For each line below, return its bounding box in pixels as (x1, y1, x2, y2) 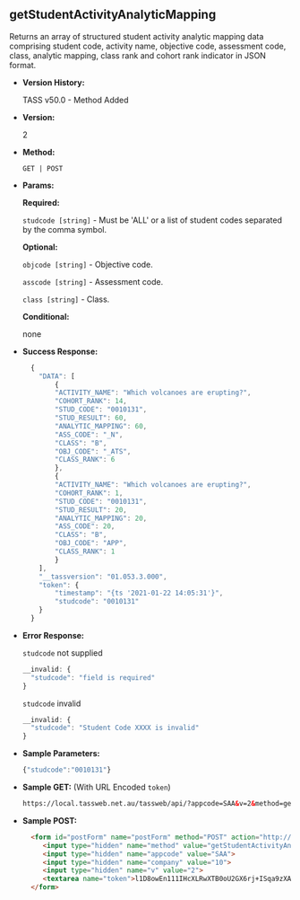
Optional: (21, 242, 58, 252)
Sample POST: (21, 815, 78, 825)
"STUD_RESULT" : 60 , (55, 413, 127, 423)
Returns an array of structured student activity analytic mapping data (9, 31, 264, 41)
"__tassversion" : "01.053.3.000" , (39, 572, 167, 581)
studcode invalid (21, 698, 81, 709)
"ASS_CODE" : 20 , (55, 522, 116, 531)
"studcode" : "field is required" (30, 673, 156, 682)
